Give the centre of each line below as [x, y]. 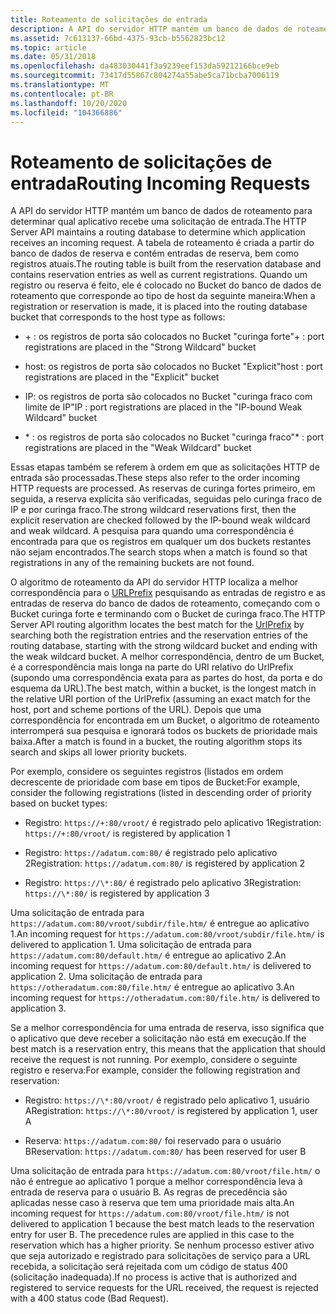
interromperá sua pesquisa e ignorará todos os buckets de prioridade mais [164, 731]
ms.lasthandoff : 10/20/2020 [69, 103]
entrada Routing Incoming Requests [160, 183]
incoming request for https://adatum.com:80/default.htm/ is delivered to [161, 966]
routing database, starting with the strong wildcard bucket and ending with [164, 646]
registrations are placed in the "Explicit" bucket [122, 377]
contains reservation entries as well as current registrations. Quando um [159, 275]
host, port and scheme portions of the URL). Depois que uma [136, 710]
